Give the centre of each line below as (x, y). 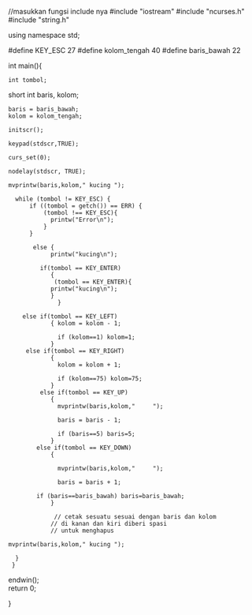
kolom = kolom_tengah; (45, 116)
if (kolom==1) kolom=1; (96, 337)
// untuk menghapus (82, 531)
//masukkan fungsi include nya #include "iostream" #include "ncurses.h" (127, 11)
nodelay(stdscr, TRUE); (47, 171)
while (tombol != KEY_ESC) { (63, 199)
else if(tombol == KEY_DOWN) (84, 448)
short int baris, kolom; (44, 95)
